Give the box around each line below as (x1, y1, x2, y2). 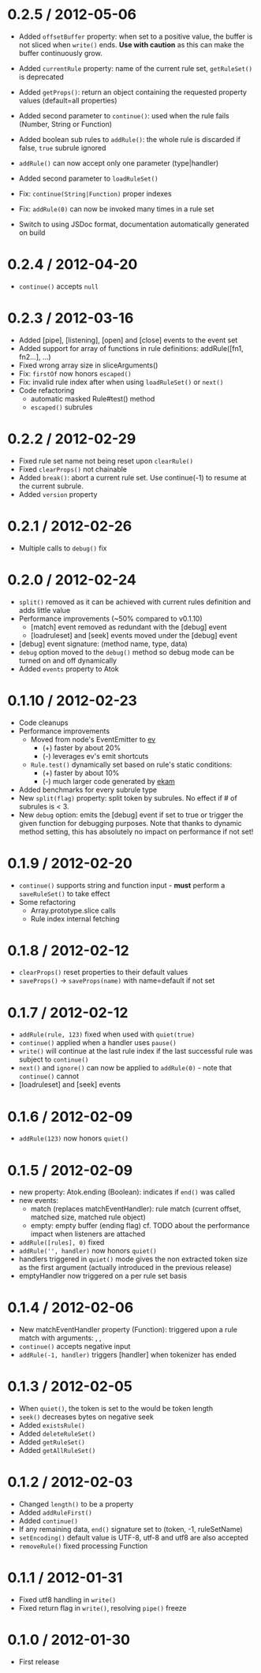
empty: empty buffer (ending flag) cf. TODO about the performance (30, 1221, 250, 1230)
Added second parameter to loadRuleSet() (18, 174, 158, 183)
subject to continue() (18, 1055, 89, 1064)
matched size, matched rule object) (30, 1212, 147, 1222)
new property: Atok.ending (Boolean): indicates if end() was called (18, 1187, 236, 1197)
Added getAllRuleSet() (18, 1446, 96, 1455)
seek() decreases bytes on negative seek (18, 1412, 155, 1421)
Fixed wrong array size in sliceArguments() (18, 360, 158, 370)
